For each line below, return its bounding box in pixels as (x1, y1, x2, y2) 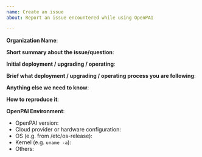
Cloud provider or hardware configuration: (15, 125, 122, 133)
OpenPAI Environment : (6, 107, 65, 114)
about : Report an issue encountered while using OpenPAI (6, 15, 154, 21)
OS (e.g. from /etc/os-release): (15, 132, 93, 139)
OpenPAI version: (15, 119, 59, 127)
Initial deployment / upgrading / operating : (6, 60, 116, 68)
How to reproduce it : (6, 96, 59, 103)
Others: (15, 145, 35, 152)
